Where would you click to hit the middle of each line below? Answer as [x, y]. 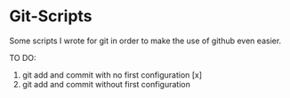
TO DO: [23, 57]
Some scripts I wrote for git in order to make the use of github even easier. [145, 41]
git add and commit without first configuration [106, 84]
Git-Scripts [51, 16]
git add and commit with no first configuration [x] [112, 75]
